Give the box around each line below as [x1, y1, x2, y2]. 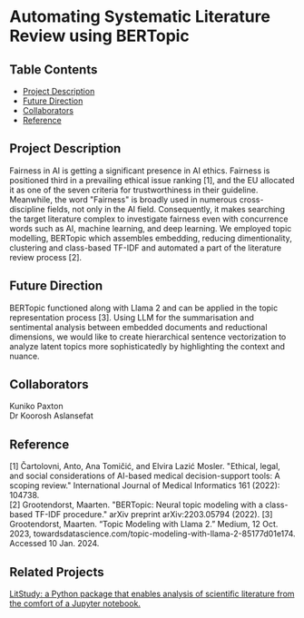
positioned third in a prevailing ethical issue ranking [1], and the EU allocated [9, 174, 295, 185]
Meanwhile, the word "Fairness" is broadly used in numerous [9, 193, 238, 205]
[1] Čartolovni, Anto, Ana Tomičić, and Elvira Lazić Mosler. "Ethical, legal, [9, 461, 281, 472]
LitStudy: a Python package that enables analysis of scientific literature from [9, 588, 295, 600]
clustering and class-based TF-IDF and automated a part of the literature [9, 242, 282, 253]
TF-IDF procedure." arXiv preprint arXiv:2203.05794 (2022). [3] [34, 509, 273, 520]
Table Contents [9, 62, 98, 77]
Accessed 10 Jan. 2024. [9, 538, 100, 549]
